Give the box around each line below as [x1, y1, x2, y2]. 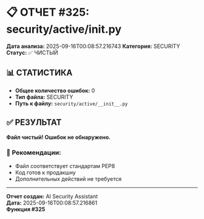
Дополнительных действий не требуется [15, 175, 122, 183]
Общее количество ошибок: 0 [15, 87, 95, 94]
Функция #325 [6, 205, 46, 213]
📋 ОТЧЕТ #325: [6, 5, 90, 19]
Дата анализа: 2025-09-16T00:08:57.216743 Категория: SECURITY [6, 42, 180, 50]
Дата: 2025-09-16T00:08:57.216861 [6, 199, 98, 206]
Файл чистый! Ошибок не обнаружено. [6, 133, 111, 141]
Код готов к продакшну [15, 169, 76, 176]
